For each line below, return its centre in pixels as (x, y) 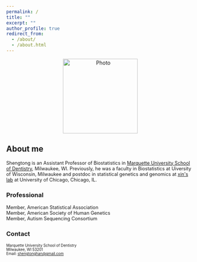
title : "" (19, 17)
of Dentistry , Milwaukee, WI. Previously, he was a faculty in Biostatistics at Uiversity (99, 169)
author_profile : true (33, 28)
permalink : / (22, 12)
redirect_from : (25, 34)
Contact (18, 233)
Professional (25, 195)
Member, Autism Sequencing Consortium (52, 218)
